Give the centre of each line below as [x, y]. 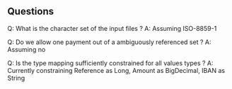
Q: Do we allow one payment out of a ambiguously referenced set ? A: [109, 42]
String [16, 78]
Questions [31, 12]
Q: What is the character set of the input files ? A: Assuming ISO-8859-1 [112, 28]
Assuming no [27, 49]
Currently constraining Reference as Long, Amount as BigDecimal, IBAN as [116, 70]
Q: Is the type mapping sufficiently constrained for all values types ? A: [110, 63]
